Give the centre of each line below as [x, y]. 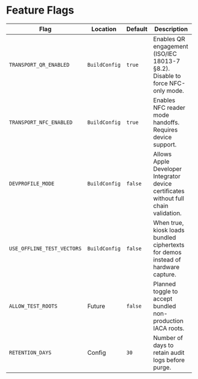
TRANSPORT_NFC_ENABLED [41, 122]
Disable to [167, 76]
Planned [164, 284]
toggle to [165, 291]
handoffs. [166, 122]
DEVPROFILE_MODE [32, 183]
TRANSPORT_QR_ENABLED [39, 65]
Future [96, 306]
